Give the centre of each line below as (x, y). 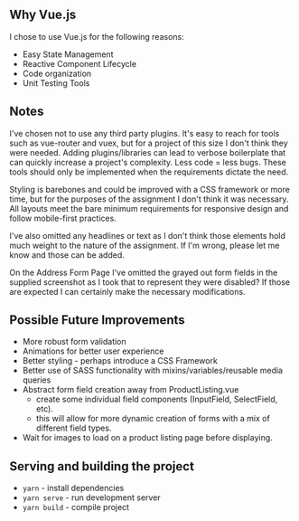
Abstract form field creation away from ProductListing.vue (131, 390)
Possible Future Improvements (97, 320)
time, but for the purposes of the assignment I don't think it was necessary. (149, 199)
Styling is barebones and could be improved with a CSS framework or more (150, 189)
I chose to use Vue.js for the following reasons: (97, 36)
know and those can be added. (67, 255)
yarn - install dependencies (73, 488)
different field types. (74, 428)
